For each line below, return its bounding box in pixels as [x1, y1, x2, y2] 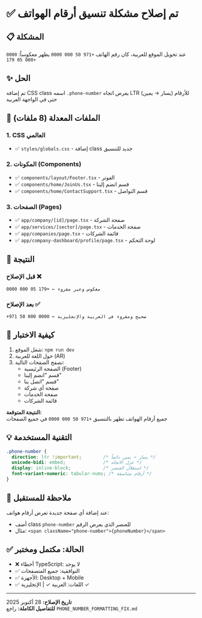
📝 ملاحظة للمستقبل [6, 493, 72, 503]
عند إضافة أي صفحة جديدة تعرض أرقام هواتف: [6, 509, 109, 516]
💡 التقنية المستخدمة [6, 432, 72, 442]
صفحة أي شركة [23, 384, 59, 391]
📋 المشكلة [6, 31, 44, 42]
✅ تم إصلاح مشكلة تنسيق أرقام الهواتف [6, 7, 179, 20]
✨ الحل [6, 73, 31, 84]
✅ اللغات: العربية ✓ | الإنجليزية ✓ [14, 581, 90, 588]
